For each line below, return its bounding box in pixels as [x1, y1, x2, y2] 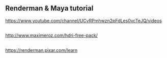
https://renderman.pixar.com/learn [5, 47, 78, 53]
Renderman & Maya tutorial [5, 4, 94, 13]
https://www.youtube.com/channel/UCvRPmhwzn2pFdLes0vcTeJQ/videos [5, 17, 162, 23]
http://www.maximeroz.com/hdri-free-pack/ [5, 33, 98, 39]
